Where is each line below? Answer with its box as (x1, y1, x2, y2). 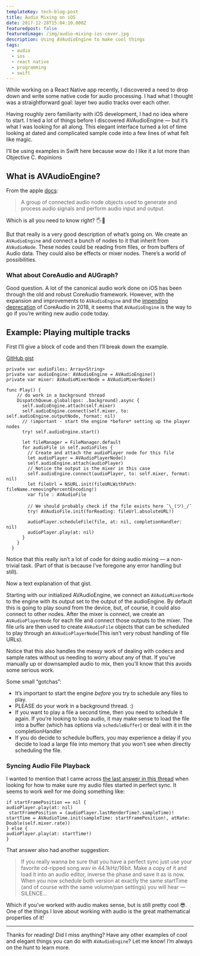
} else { (6, 826, 28, 832)
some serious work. (6, 667, 55, 674)
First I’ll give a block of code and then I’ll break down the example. (6, 343, 168, 350)
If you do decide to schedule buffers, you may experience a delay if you (14, 734, 192, 741)
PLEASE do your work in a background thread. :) (14, 703, 134, 710)
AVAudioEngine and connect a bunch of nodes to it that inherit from (6, 237, 169, 244)
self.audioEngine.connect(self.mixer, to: (21, 408, 129, 414)
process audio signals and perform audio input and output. (20, 205, 165, 212)
